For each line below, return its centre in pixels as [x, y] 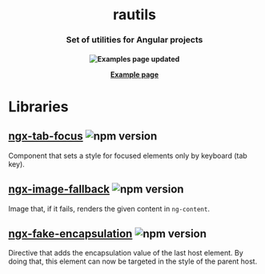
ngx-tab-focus [46, 137]
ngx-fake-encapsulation [70, 234]
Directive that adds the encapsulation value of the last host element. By [126, 253]
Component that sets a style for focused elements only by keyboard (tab [128, 155]
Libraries [38, 107]
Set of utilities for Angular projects [135, 40]
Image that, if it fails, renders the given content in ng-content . [109, 208]
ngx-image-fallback [59, 189]
